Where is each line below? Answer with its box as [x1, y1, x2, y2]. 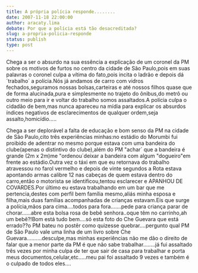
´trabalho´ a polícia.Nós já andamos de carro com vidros [6, 77, 144, 84]
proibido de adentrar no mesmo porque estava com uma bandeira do [6, 139, 175, 147]
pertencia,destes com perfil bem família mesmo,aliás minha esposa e [6, 190, 176, 197]
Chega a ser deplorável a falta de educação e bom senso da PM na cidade [6, 126, 189, 134]
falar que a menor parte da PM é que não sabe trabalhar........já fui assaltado [6, 241, 193, 248]
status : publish [6, 36, 46, 42]
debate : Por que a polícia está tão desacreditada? [6, 25, 137, 32]
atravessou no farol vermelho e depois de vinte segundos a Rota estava [6, 165, 182, 172]
